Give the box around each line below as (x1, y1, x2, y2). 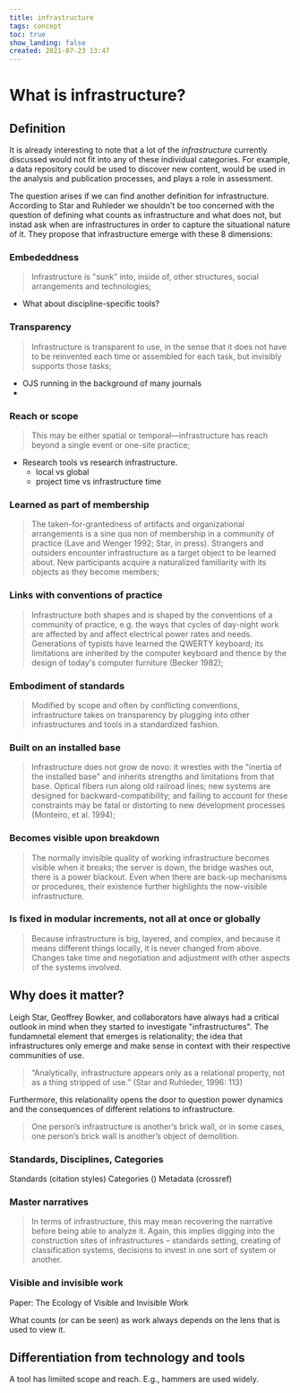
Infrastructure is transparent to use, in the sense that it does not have (30, 341, 287, 352)
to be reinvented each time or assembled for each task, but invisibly (30, 351, 282, 362)
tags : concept (9, 22, 63, 31)
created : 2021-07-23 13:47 (9, 47, 110, 56)
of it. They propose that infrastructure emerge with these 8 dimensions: (9, 229, 273, 240)
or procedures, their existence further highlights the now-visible (30, 880, 268, 891)
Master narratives (9, 1196, 90, 1208)
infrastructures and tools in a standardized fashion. (30, 719, 220, 730)
